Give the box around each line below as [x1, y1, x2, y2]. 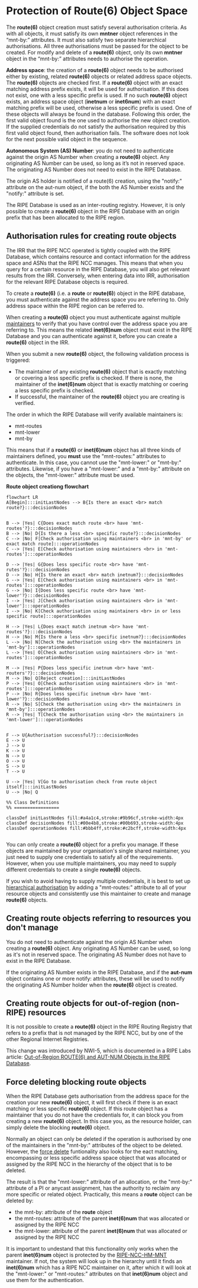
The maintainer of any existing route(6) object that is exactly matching [14, 368, 187, 375]
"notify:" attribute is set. [6, 190, 64, 197]
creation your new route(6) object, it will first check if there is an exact [6, 1099, 178, 1106]
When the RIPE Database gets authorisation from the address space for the [6, 1092, 189, 1100]
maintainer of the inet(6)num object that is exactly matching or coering [14, 380, 189, 388]
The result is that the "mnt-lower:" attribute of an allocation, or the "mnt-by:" [6, 1178, 193, 1186]
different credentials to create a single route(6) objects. [6, 866, 142, 873]
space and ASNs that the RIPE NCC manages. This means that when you [6, 259, 183, 267]
